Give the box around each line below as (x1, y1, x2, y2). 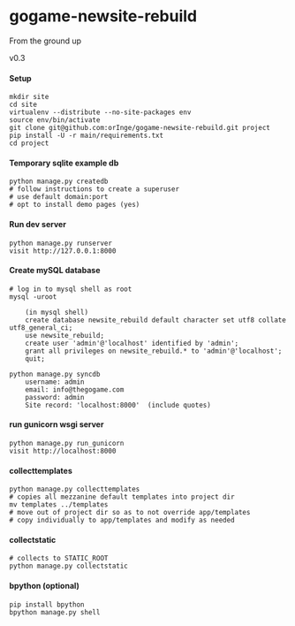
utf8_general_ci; (9, 323, 73, 332)
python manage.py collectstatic (9, 561, 128, 571)
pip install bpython (9, 599, 86, 609)
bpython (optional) (9, 580, 79, 591)
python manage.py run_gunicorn (9, 439, 125, 447)
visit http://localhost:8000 (9, 447, 117, 455)
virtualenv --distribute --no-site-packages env (9, 108, 192, 117)
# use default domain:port (9, 193, 109, 202)
